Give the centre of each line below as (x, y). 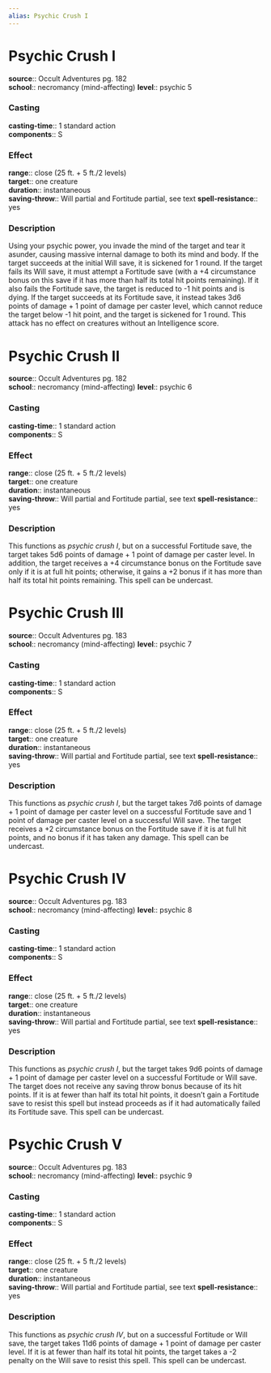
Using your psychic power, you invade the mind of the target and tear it (127, 246)
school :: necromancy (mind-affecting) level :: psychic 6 (100, 387)
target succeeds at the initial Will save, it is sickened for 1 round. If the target (135, 263)
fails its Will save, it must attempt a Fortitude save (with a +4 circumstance (132, 271)
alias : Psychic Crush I (49, 16)
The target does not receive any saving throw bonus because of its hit (125, 1085)
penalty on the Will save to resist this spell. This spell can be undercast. (127, 1360)
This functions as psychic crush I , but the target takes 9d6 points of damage (135, 1068)
